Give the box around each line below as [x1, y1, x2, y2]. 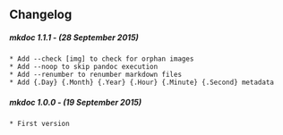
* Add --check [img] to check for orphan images [9, 55, 194, 63]
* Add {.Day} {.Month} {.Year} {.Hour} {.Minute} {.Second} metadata [9, 78, 275, 88]
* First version [9, 120, 70, 129]
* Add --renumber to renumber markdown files [9, 71, 182, 80]
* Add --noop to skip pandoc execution [9, 63, 159, 72]
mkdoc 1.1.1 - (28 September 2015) [9, 31, 139, 43]
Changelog [9, 7, 73, 22]
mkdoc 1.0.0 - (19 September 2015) [9, 97, 142, 107]
